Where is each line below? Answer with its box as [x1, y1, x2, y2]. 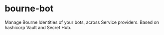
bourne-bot [4, 3, 54, 14]
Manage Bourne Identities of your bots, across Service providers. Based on [4, 19, 160, 25]
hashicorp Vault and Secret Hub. [4, 24, 72, 30]
